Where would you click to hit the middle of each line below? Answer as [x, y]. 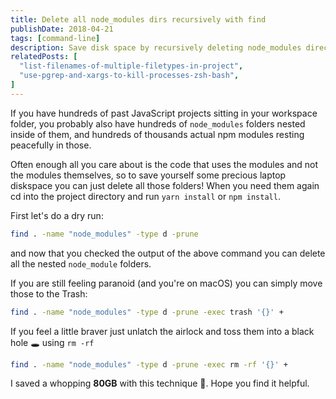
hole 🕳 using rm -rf [52, 342]
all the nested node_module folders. [81, 263]
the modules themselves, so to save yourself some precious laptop [148, 175]
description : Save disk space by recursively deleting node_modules [156, 47]
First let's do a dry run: [57, 215]
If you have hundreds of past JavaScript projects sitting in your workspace [164, 113]
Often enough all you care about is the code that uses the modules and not [164, 164]
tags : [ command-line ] [55, 38]
